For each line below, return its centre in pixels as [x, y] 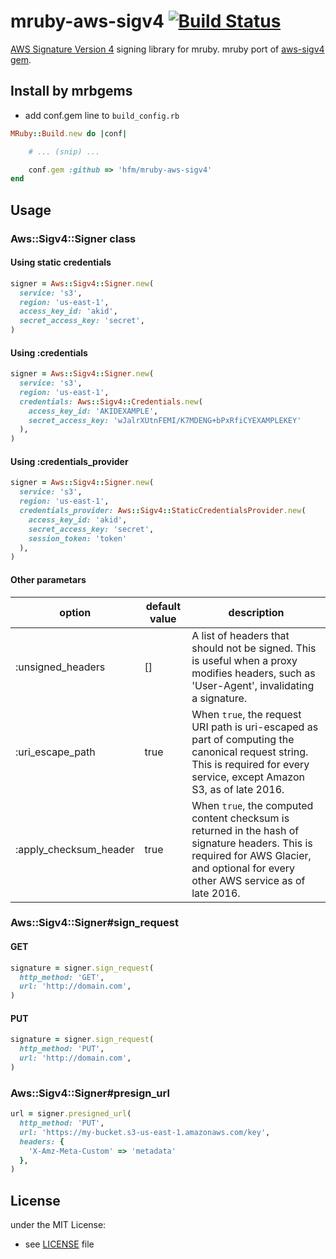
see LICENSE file [59, 1244]
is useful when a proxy [244, 660]
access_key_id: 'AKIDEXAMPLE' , [93, 411]
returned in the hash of [245, 830]
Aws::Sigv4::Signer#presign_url [90, 1093]
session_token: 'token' [78, 538]
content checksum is [240, 818]
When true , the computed [252, 805]
